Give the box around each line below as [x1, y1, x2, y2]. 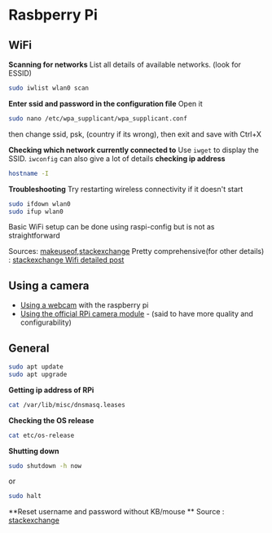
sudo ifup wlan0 [8, 208, 64, 216]
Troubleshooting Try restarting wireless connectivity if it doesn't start [8, 184, 243, 194]
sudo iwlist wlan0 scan [8, 84, 90, 92]
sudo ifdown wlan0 [8, 199, 71, 208]
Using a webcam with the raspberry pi [20, 300, 149, 310]
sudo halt [8, 492, 42, 500]
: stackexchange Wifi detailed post [8, 255, 125, 265]
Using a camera [8, 278, 90, 292]
